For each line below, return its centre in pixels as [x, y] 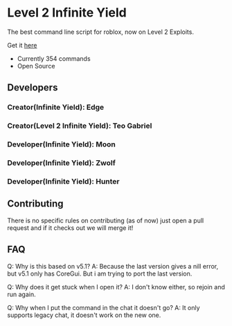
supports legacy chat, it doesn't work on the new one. [84, 315]
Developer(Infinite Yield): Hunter [63, 181]
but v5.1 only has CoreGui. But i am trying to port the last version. [100, 274]
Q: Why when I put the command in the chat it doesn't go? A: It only [104, 307]
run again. [21, 294]
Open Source [36, 66]
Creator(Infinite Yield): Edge [56, 107]
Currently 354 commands [54, 58]
